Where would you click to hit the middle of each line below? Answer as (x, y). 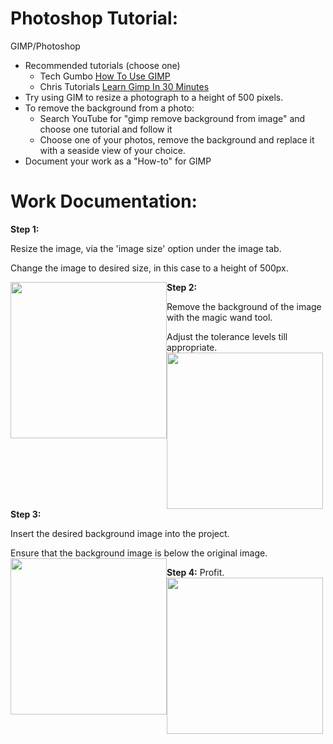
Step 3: (26, 514)
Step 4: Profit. (195, 572)
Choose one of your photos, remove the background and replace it (177, 139)
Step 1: (25, 229)
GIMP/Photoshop (45, 46)
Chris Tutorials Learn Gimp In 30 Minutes (124, 86)
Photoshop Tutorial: (94, 18)
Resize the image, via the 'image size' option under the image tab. (146, 248)
